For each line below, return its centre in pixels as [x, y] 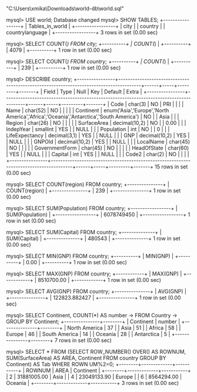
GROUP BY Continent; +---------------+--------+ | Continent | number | [93, 321]
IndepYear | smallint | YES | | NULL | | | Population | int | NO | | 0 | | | [88, 129]
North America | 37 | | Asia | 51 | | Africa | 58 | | [124, 328]
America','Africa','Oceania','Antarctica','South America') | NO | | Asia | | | [93, 117]
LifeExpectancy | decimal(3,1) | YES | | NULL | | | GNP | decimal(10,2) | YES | [98, 135]
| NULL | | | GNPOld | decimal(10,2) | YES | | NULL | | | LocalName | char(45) [98, 142]
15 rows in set [171, 167]
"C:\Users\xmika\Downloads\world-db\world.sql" [65, 9]
